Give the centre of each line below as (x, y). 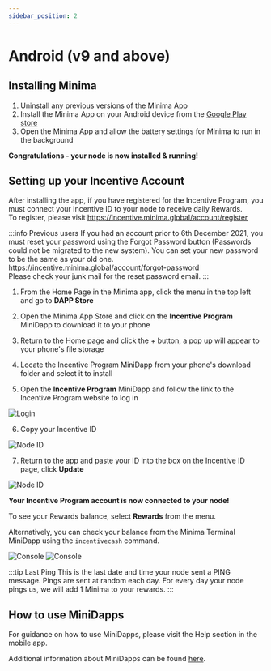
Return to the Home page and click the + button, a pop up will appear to (140, 340)
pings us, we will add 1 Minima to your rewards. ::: (91, 589)
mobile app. (28, 643)
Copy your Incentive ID (58, 430)
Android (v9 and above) (89, 56)
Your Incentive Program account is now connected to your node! (119, 501)
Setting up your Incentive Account (97, 181)
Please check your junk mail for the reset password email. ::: (109, 276)
